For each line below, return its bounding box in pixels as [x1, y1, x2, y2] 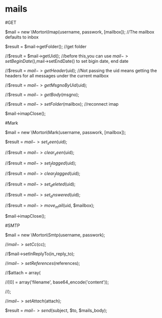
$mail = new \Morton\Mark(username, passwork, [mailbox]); [5, 129, 126, 135]
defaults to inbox [5, 34, 39, 40]
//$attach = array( [5, 269, 41, 276]
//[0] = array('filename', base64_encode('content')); [5, 279, 109, 285]
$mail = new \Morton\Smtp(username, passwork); [5, 232, 106, 238]
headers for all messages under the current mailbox [5, 73, 109, 78]
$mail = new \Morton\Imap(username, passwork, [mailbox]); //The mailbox [5, 29, 155, 35]
